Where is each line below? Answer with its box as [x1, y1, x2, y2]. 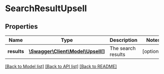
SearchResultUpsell [5, 3, 87, 14]
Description [109, 37, 138, 43]
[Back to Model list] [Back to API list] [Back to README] [5, 64, 117, 69]
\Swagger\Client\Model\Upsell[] [28, 48, 105, 55]
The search [109, 45, 136, 52]
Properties [5, 22, 38, 31]
